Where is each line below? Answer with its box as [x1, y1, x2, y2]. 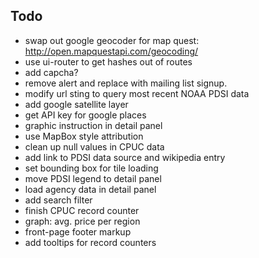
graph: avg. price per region [24, 215, 141, 227]
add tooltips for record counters [24, 236, 157, 248]
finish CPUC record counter [24, 204, 140, 216]
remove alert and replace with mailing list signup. [24, 77, 228, 89]
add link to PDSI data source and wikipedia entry [24, 151, 226, 163]
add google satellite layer [24, 98, 129, 110]
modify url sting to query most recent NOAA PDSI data [24, 87, 250, 99]
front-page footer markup [24, 225, 132, 238]
